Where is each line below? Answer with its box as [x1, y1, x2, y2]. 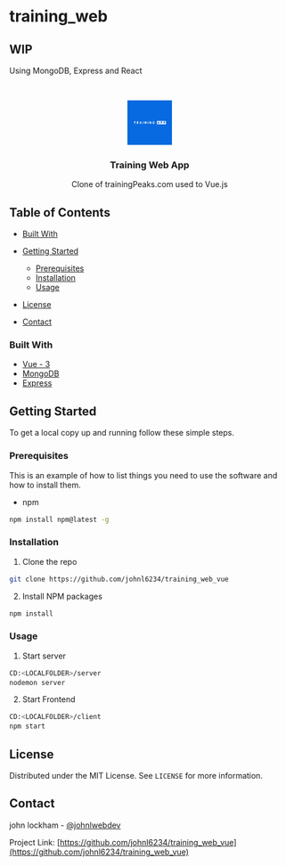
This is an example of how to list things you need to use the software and [9, 470, 278, 480]
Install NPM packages [21, 591, 102, 601]
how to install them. [9, 479, 82, 490]
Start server [21, 650, 67, 661]
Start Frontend [21, 694, 76, 705]
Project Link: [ [9, 837, 61, 847]
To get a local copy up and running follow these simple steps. [9, 428, 234, 438]
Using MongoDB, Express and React [9, 65, 143, 76]
